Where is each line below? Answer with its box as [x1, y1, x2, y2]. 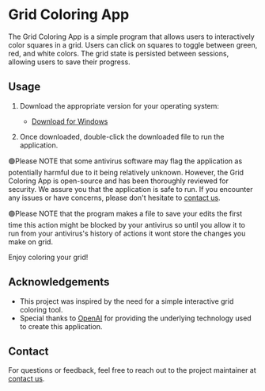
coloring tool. [19, 305, 63, 314]
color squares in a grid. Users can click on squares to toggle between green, [8, 40, 258, 49]
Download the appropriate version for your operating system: [19, 101, 220, 110]
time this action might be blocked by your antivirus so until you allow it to [8, 220, 245, 229]
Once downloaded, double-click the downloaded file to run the [19, 132, 225, 141]
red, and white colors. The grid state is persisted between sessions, [8, 48, 229, 58]
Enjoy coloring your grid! [8, 252, 89, 262]
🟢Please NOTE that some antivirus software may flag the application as [8, 156, 243, 166]
